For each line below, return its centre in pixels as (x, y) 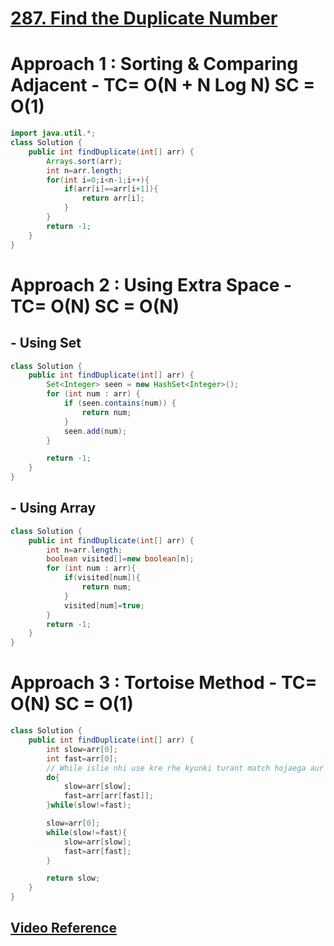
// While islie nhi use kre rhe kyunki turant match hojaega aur (185, 768)
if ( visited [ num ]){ (102, 578)
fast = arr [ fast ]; (97, 851)
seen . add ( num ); (95, 431)
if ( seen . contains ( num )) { (120, 403)
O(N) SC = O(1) (72, 704)
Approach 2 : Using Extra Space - (151, 284)
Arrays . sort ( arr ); (84, 161)
